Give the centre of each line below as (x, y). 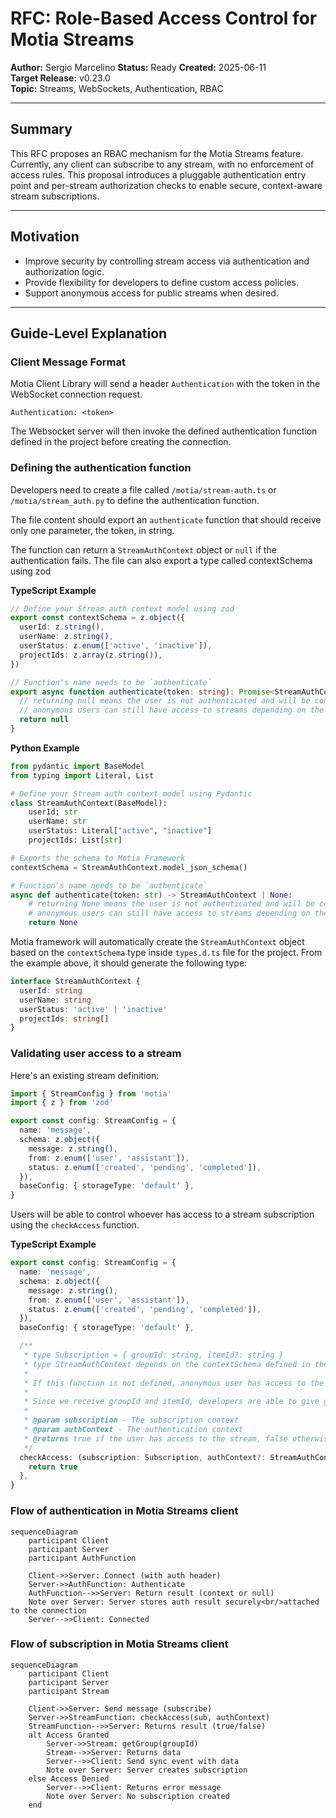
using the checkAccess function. (75, 1225)
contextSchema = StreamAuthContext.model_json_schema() (129, 867)
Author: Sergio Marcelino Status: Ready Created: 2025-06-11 (138, 67)
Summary (41, 129)
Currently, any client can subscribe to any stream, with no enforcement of (162, 164)
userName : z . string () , (66, 637)
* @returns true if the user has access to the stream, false (155, 1438)
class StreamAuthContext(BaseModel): (89, 803)
